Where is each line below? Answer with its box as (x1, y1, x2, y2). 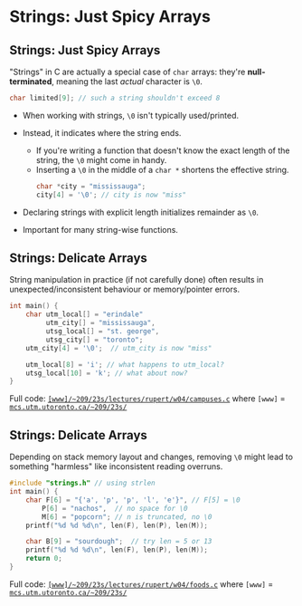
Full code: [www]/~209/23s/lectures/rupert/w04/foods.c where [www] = (9, 578, 274, 590)
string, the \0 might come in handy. (35, 154, 167, 165)
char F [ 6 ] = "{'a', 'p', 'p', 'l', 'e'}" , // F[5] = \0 (25, 495, 241, 505)
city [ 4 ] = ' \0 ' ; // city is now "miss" (35, 190, 187, 199)
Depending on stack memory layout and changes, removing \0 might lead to (9, 451, 294, 463)
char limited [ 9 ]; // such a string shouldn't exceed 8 (9, 93, 221, 102)
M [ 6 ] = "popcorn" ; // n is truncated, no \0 (42, 512, 212, 522)
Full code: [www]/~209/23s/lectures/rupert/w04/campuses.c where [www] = (9, 393, 287, 404)
